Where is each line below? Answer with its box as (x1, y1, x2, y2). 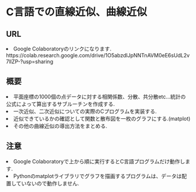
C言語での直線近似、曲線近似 (6, 5, 147, 19)
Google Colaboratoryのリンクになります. (13, 45, 112, 52)
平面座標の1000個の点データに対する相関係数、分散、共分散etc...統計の (13, 93, 186, 100)
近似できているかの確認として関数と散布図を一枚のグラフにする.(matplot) (13, 115, 191, 122)
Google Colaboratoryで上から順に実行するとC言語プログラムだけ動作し (13, 157, 185, 164)
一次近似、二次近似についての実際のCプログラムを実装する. (13, 108, 157, 115)
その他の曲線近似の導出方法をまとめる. (13, 122, 108, 129)
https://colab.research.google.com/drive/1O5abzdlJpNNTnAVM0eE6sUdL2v (6, 52, 190, 59)
